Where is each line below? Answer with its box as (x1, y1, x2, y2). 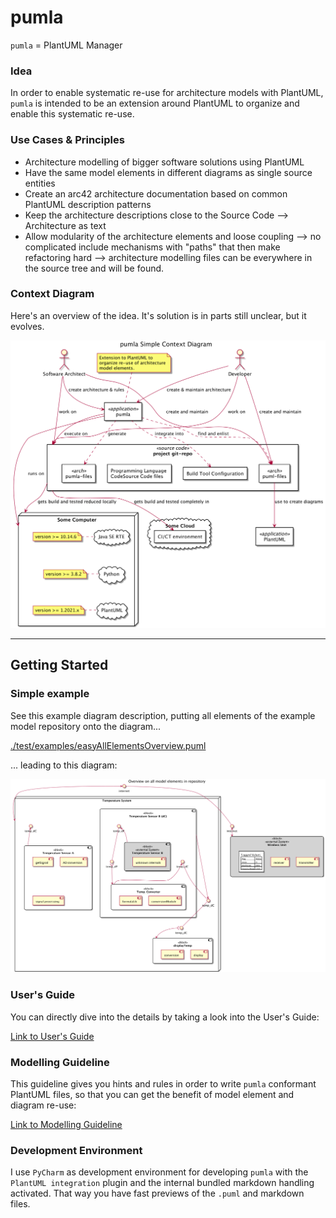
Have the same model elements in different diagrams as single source (24, 166, 313, 178)
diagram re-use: (10, 1099, 77, 1111)
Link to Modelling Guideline (10, 1118, 123, 1130)
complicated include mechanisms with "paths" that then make (24, 241, 281, 253)
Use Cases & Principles (10, 133, 125, 147)
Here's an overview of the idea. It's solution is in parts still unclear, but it (10, 309, 307, 321)
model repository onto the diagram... (10, 720, 162, 732)
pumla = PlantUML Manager (10, 39, 123, 51)
